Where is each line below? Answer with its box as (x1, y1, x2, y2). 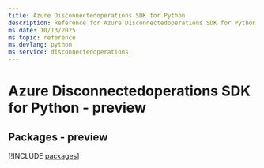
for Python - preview (8, 99, 146, 117)
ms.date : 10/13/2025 (8, 26, 77, 34)
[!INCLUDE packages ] (8, 151, 80, 160)
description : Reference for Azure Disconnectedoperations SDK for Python (8, 19, 257, 27)
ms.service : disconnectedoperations (8, 48, 129, 56)
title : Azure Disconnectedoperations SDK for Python (8, 11, 186, 20)
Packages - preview (8, 130, 108, 144)
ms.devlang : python (8, 41, 73, 49)
